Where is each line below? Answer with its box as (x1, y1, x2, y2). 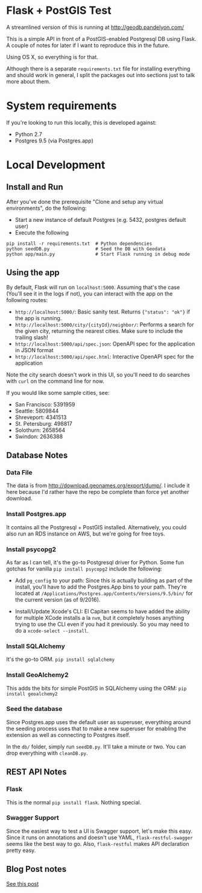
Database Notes (6, 450, 68, 461)
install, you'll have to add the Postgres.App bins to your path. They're (14, 583, 187, 590)
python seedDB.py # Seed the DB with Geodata (6, 245, 166, 252)
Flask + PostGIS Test (6, 4, 112, 17)
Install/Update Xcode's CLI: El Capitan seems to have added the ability (14, 607, 191, 615)
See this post (6, 880, 39, 887)
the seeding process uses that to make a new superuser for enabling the (6, 725, 186, 732)
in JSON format (14, 346, 54, 353)
